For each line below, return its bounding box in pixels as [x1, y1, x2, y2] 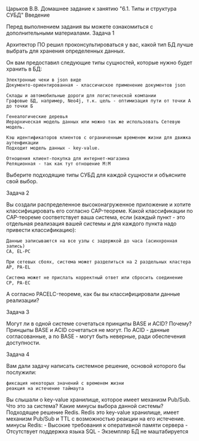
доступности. [6, 339, 41, 346]
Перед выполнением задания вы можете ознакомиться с [6, 23, 154, 30]
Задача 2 [6, 189, 30, 197]
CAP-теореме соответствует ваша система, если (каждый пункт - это [6, 214, 185, 220]
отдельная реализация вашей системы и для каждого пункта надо [6, 220, 177, 227]
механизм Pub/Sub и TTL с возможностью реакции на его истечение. [6, 415, 185, 422]
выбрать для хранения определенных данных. [6, 47, 125, 55]
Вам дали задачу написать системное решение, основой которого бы [6, 363, 186, 369]
